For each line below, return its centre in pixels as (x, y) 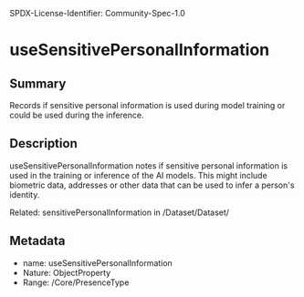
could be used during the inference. (77, 115)
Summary (38, 83)
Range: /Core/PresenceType (76, 282)
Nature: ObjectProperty (67, 272)
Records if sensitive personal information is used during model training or (147, 105)
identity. (25, 194)
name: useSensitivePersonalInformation (98, 262)
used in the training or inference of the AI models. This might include (138, 175)
